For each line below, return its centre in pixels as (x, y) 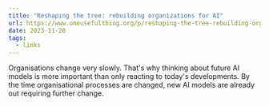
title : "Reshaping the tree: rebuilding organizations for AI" (116, 16)
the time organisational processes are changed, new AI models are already (132, 85)
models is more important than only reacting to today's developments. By (129, 77)
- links (28, 45)
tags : (17, 38)
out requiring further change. (56, 93)
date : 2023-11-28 (37, 30)
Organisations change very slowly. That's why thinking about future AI (124, 68)
